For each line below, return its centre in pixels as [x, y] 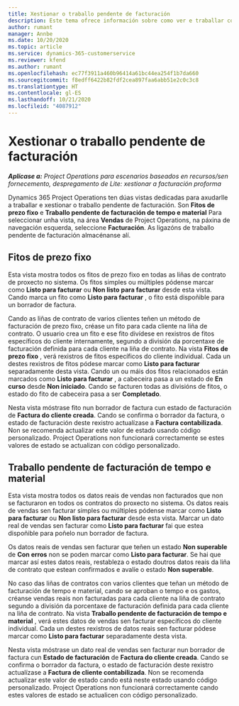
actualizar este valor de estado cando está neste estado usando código [113, 680]
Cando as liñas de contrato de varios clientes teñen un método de [104, 318]
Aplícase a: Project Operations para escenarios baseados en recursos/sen [118, 176]
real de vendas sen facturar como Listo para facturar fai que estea [106, 526]
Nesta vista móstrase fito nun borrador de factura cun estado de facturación [120, 407]
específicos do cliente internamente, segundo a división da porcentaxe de [116, 341]
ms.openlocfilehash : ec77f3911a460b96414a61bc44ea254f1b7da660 [104, 73]
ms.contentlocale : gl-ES [45, 93]
